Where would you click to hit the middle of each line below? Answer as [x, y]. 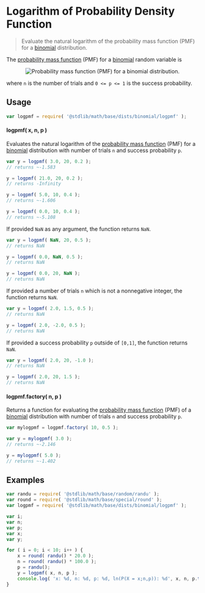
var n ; [15, 522]
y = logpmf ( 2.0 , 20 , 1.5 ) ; [43, 377]
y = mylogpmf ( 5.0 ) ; [34, 455]
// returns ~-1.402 [31, 461]
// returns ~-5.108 [31, 217]
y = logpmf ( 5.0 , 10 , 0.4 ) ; [43, 195]
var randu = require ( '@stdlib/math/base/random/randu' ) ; [83, 494]
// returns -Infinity [34, 184]
